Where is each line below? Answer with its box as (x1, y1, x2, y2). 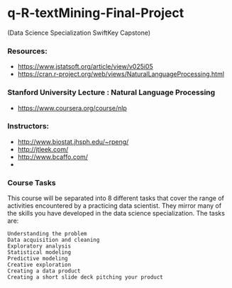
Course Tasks (7, 177, 56, 187)
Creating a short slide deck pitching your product (7, 274, 163, 281)
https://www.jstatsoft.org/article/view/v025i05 (17, 62, 154, 71)
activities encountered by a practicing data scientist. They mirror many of (7, 201, 222, 210)
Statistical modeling (7, 249, 72, 256)
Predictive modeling (7, 255, 69, 262)
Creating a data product (7, 267, 81, 275)
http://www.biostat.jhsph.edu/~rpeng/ (17, 137, 129, 146)
